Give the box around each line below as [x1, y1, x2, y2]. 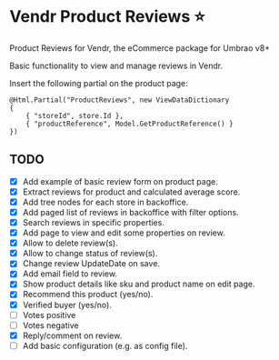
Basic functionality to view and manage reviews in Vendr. [9, 60, 224, 71]
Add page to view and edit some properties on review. [22, 227, 225, 238]
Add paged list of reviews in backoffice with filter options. [22, 206, 239, 217]
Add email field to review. [22, 268, 118, 279]
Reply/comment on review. [22, 330, 123, 341]
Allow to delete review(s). [22, 237, 118, 249]
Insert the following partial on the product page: [9, 77, 188, 88]
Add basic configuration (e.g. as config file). [22, 340, 188, 351]
